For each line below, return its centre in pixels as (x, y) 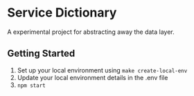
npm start (32, 85)
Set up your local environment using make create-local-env (102, 70)
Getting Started (41, 54)
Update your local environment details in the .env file (92, 77)
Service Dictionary (62, 13)
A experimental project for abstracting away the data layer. (91, 32)
